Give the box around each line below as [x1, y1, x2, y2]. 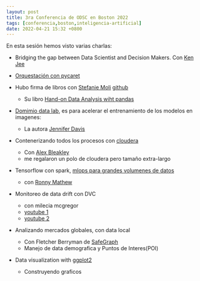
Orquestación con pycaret [15, 72, 80, 79]
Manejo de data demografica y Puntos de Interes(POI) [24, 245, 159, 252]
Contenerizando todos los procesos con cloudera [15, 137, 139, 144]
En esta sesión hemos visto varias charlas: [6, 42, 112, 50]
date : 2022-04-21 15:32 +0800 [6, 25, 83, 32]
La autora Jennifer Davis [24, 125, 85, 133]
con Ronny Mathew [24, 179, 73, 186]
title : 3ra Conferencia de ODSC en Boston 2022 [6, 15, 129, 21]
